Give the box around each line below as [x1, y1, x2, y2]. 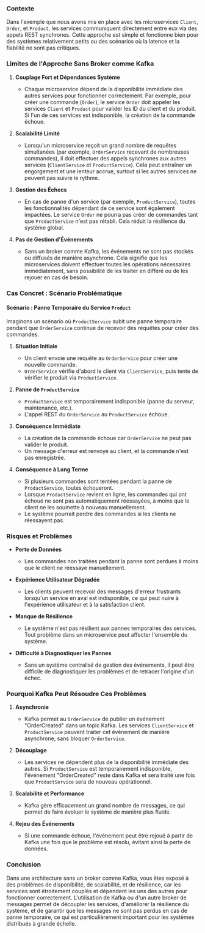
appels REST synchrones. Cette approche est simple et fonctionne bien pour [6, 31, 199, 39]
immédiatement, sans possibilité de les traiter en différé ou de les [24, 267, 189, 274]
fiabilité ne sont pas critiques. [6, 44, 81, 51]
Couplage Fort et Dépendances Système [15, 73, 120, 81]
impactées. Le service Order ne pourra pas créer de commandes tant [24, 211, 198, 218]
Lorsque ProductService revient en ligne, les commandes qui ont [24, 490, 187, 498]
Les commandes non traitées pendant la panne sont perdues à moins [24, 558, 199, 565]
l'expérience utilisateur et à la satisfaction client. [24, 601, 146, 609]
